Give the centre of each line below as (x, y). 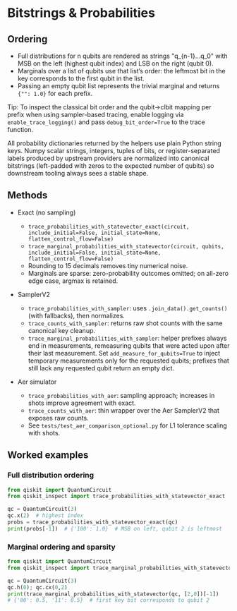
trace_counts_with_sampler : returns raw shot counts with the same (125, 323)
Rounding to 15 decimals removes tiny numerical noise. (108, 265)
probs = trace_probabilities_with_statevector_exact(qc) (93, 522)
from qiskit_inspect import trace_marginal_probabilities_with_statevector (121, 568)
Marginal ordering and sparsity (62, 547)
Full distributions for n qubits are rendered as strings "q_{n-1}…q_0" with (122, 56)
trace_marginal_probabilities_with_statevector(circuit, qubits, (126, 246)
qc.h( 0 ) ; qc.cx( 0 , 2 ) (38, 587)
